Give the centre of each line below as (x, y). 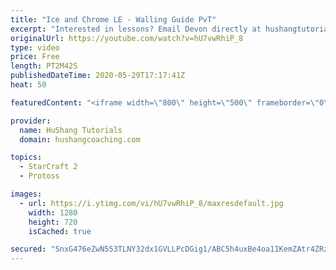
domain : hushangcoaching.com (80, 139)
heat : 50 (28, 85)
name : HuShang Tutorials (71, 130)
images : (26, 194)
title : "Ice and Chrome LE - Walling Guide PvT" (113, 19)
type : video (35, 47)
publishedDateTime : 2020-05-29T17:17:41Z (98, 76)
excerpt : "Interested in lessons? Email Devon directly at (136, 29)
